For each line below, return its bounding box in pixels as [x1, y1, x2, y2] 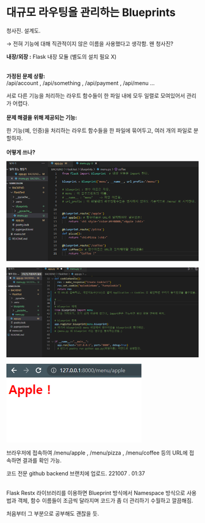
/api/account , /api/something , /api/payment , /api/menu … [6, 79, 155, 86]
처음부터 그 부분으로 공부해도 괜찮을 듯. [6, 510, 99, 517]
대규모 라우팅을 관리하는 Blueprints [6, 6, 176, 20]
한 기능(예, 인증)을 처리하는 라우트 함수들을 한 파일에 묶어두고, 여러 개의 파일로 [6, 127, 192, 134]
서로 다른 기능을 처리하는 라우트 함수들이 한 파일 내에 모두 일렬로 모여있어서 [6, 92, 185, 99]
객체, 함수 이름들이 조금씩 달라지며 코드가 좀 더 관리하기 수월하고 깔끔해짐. [17, 497, 193, 504]
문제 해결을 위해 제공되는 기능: [6, 114, 77, 121]
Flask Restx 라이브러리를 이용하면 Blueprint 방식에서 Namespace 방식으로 [6, 489, 185, 496]
